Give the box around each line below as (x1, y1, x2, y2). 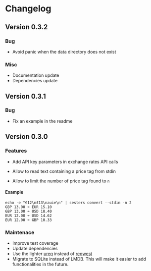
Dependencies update (12, 78, 58, 84)
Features (5, 147, 27, 154)
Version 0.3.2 (5, 23, 48, 31)
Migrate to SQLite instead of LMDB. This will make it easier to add (12, 256, 147, 262)
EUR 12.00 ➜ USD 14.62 (5, 213, 52, 218)
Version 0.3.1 (5, 92, 46, 101)
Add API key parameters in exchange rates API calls (12, 159, 118, 164)
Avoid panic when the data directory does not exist (12, 49, 116, 54)
